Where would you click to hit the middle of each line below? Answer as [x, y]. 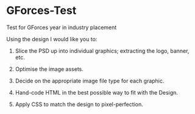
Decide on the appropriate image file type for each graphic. [90, 81]
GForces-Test [41, 11]
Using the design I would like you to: [52, 39]
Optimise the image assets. [49, 69]
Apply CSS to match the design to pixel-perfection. [79, 104]
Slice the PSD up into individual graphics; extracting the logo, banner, [102, 51]
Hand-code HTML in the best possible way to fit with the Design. [97, 92]
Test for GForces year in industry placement [62, 27]
